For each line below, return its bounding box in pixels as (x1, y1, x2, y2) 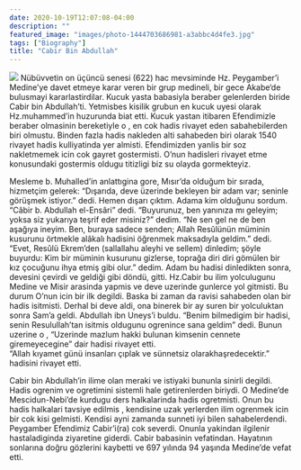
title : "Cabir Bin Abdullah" (9, 47, 119, 56)
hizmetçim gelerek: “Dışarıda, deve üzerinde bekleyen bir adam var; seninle (9, 185, 289, 196)
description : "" (9, 22, 70, 31)
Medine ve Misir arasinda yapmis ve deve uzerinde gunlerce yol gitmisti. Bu (9, 281, 289, 293)
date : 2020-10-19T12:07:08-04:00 (9, 13, 135, 23)
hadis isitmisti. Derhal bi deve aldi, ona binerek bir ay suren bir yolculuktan (9, 301, 284, 312)
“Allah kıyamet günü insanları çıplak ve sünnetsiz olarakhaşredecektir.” (9, 348, 270, 359)
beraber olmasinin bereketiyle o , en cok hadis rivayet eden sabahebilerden (9, 121, 288, 131)
